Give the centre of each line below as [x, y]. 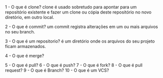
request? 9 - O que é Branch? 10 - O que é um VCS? [57, 70]
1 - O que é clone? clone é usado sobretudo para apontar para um [71, 7]
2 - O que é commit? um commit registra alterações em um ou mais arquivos [81, 27]
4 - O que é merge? [25, 56]
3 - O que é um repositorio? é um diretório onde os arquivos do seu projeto [80, 41]
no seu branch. [20, 32]
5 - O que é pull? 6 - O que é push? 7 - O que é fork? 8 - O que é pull [74, 65]
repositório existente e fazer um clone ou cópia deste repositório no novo [78, 12]
